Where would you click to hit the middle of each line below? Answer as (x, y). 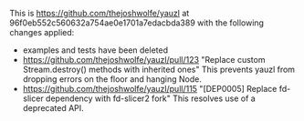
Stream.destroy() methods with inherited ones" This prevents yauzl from (158, 69)
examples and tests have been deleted (95, 50)
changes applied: (42, 32)
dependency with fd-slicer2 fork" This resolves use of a (150, 98)
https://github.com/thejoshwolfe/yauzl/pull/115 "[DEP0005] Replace (150, 89)
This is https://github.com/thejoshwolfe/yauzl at (100, 13)
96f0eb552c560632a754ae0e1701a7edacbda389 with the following (137, 23)
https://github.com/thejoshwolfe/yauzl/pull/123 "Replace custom (144, 60)
